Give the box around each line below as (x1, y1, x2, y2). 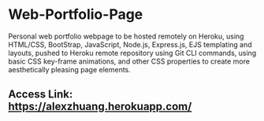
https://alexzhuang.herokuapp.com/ (8, 100, 192, 113)
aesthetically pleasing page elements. (8, 64, 132, 74)
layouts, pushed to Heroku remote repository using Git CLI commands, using (8, 48, 257, 57)
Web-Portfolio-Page (8, 5, 143, 24)
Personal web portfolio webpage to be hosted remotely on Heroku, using (8, 31, 244, 41)
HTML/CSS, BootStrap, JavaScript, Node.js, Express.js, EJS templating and (8, 39, 252, 49)
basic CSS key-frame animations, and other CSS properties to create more (8, 57, 251, 66)
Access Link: (8, 88, 73, 101)
